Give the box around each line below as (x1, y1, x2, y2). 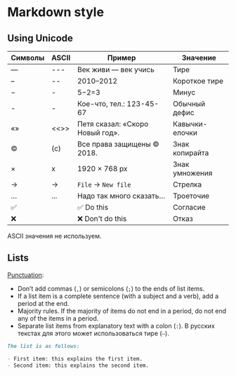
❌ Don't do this (77, 214, 127, 223)
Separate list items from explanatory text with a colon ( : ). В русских (17, 321, 216, 330)
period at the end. (17, 299, 70, 307)
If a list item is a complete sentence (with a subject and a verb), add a (17, 292, 219, 300)
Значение (181, 53, 216, 62)
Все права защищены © (77, 140, 159, 149)
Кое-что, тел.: (77, 99, 125, 109)
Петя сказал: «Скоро (77, 119, 149, 128)
